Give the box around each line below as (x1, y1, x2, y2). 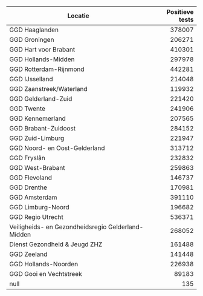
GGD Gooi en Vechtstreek (9, 270, 83, 278)
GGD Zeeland (9, 250, 48, 258)
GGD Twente (9, 104, 46, 113)
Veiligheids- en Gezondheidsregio (9, 223, 107, 231)
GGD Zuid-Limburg (9, 134, 65, 142)
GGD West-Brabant (9, 164, 65, 172)
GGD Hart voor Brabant (9, 45, 76, 53)
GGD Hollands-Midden (9, 55, 75, 63)
